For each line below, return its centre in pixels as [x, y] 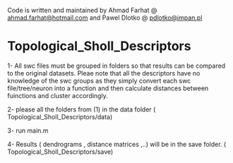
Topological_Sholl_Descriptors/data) [60, 116]
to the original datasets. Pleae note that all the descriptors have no [104, 73]
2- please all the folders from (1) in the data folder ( [82, 109]
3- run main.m [28, 131]
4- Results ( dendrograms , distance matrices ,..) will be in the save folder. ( [117, 144]
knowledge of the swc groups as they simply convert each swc [99, 80]
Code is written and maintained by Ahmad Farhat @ [82, 10]
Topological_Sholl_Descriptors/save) [60, 152]
